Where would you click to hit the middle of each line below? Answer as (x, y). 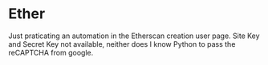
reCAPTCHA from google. (51, 52)
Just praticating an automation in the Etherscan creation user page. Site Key (134, 36)
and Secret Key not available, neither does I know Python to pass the (122, 44)
